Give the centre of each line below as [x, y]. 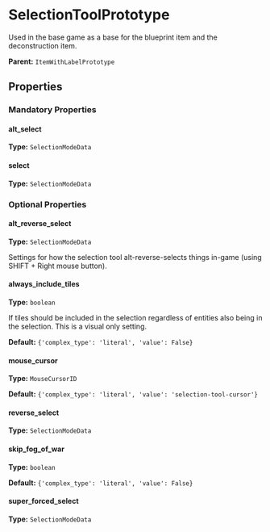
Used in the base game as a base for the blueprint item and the [113, 37]
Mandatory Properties [52, 110]
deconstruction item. [43, 45]
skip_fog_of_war [36, 449]
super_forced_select [44, 501]
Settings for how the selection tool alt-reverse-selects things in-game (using [135, 257]
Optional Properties [48, 204]
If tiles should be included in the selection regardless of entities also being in [135, 317]
